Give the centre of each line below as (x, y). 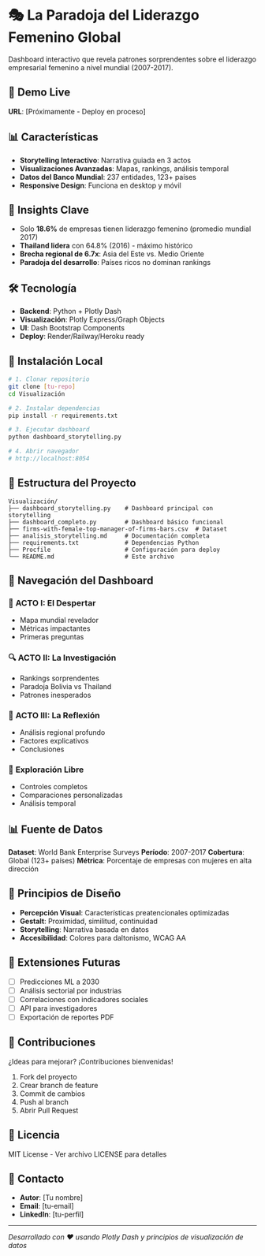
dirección (24, 869)
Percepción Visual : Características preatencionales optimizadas (124, 912)
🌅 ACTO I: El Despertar (52, 603)
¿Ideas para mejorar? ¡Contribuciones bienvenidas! (91, 1061)
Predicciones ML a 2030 (60, 982)
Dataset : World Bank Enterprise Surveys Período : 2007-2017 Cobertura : (126, 852)
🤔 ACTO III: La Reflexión (54, 715)
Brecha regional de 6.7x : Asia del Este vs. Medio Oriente (112, 254)
